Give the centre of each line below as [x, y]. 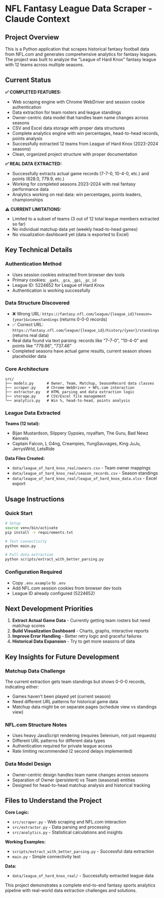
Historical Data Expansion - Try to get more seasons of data [73, 641]
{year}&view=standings [35, 320]
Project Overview [32, 37]
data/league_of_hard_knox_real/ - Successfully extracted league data [83, 876]
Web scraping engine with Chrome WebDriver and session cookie [79, 102]
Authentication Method [34, 264]
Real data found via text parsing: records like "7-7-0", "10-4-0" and [80, 341]
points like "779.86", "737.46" [42, 345]
